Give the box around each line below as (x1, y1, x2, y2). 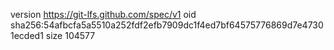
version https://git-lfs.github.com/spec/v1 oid (10, 9, 197, 20)
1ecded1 (10, 30, 44, 41)
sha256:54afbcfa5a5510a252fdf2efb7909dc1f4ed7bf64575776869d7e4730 (10, 19, 324, 31)
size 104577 (45, 30, 96, 41)
